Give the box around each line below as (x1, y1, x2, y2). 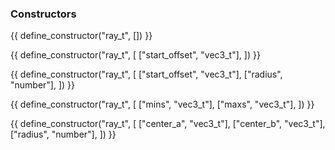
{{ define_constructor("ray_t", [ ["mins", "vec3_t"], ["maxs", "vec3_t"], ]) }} (10, 98, 315, 111)
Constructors (10, 7, 77, 21)
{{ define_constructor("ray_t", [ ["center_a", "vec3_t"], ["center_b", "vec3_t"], (10, 118, 326, 130)
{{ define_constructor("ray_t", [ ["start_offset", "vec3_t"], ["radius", (10, 68, 283, 81)
